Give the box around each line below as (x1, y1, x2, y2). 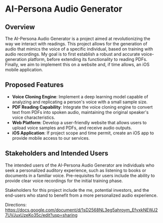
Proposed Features (5, 81, 64, 89)
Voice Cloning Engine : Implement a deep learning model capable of (12, 93, 148, 99)
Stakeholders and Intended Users (5, 149, 109, 158)
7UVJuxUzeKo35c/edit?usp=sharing (5, 212, 78, 218)
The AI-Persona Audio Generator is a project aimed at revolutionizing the (5, 36, 150, 41)
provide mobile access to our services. (12, 135, 90, 141)
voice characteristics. (12, 114, 55, 120)
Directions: (5, 202, 27, 207)
